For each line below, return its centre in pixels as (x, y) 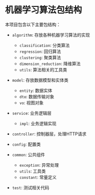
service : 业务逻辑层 (32, 113)
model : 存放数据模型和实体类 (40, 80)
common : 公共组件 (28, 154)
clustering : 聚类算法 (40, 57)
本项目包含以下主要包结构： (33, 24)
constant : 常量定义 (38, 177)
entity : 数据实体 (36, 90)
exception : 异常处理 (39, 165)
